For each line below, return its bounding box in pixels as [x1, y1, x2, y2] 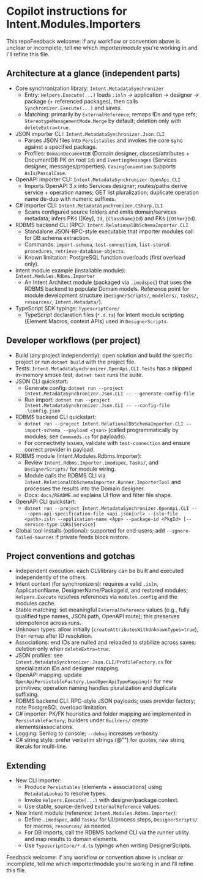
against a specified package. [24, 143, 97, 151]
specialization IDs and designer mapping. [15, 665, 120, 672]
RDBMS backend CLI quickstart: [15, 413, 97, 421]
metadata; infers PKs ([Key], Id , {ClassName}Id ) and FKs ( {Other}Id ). [24, 214, 197, 222]
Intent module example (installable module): [15, 266, 126, 274]
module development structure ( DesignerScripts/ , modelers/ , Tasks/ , [24, 291, 198, 299]
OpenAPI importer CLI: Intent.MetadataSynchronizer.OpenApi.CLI [15, 176, 181, 183]
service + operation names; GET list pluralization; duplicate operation [24, 189, 199, 196]
